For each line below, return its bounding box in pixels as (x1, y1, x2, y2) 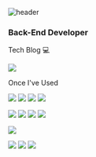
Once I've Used (8, 78, 59, 88)
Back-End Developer (8, 27, 89, 38)
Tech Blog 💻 (8, 46, 50, 55)
